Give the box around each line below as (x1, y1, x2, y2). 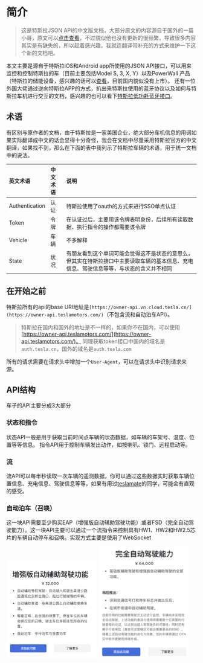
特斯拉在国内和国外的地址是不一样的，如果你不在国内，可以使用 (21, 324, 180, 331)
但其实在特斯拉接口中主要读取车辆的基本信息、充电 (66, 257, 193, 264)
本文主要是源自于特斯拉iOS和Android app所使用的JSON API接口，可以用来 (6, 62, 192, 69)
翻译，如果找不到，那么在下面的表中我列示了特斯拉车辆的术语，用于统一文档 (6, 144, 197, 151)
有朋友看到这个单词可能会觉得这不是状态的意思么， (66, 250, 193, 257)
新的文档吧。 (26, 49, 59, 56)
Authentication (8, 202, 45, 209)
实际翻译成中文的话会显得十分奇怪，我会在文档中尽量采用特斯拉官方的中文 (11, 136, 197, 144)
